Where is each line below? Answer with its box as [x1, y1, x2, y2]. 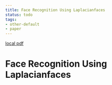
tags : [5, 17, 17, 22]
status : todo [5, 12, 33, 17]
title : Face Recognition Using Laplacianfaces [5, 7, 105, 13]
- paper [5, 26, 22, 32]
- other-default [5, 21, 40, 27]
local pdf [5, 40, 24, 46]
